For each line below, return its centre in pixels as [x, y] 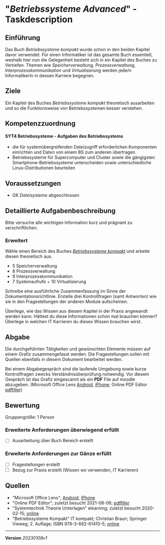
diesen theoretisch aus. [29, 256]
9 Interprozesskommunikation [42, 276]
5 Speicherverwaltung [35, 266]
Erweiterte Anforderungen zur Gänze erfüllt [58, 454]
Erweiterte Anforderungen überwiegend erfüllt [62, 430]
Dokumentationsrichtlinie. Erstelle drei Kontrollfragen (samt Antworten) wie [81, 297]
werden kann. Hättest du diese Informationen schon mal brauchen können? [81, 316]
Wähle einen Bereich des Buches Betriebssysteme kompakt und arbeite [77, 251]
